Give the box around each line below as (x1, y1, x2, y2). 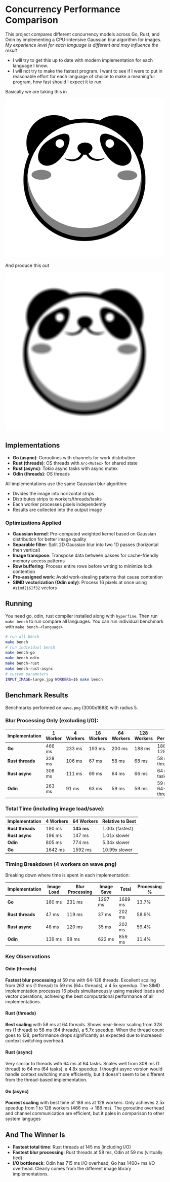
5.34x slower (102, 839, 130, 846)
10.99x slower (102, 847, 133, 853)
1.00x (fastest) (102, 825, 134, 831)
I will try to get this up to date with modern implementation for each (12, 57, 153, 63)
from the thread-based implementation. (5, 1076, 88, 1083)
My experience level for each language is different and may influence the (5, 42, 158, 48)
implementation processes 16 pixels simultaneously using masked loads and (5, 988, 164, 994)
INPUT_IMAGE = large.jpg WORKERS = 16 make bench (5, 677, 103, 682)
